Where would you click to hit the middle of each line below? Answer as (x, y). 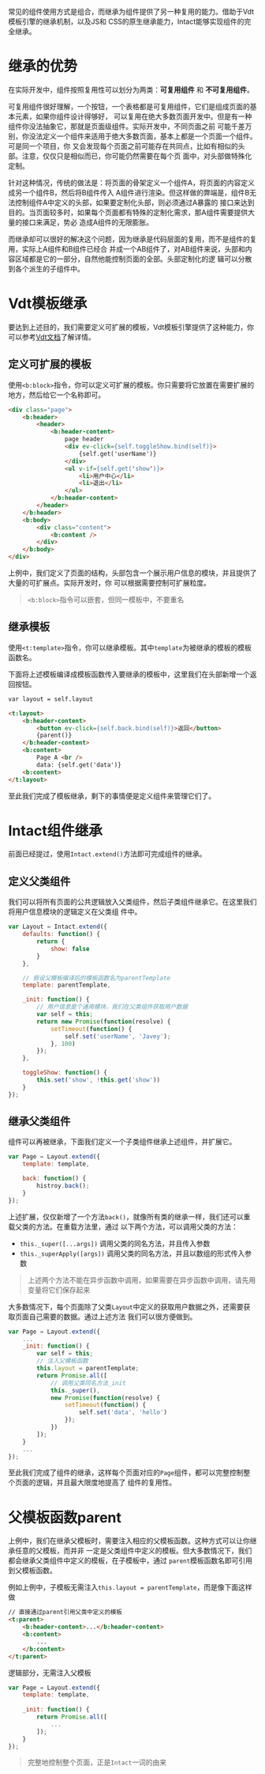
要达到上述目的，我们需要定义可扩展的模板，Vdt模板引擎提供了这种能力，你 (131, 327)
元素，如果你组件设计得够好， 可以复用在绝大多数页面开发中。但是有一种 (133, 116)
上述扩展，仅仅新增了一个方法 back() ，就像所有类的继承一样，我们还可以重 (129, 1216)
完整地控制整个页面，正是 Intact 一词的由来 (97, 1762)
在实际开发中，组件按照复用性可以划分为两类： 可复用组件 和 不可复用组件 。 (131, 89)
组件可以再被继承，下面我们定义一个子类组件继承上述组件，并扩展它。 (122, 1142)
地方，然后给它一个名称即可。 (56, 395)
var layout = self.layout (50, 699)
